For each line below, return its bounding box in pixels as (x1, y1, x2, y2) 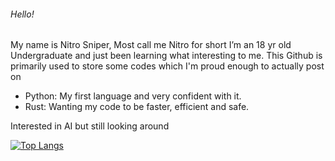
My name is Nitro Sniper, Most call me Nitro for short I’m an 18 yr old (10, 39, 292, 51)
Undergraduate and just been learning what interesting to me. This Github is (10, 50, 323, 62)
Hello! (10, 8, 35, 20)
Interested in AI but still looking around (10, 120, 170, 132)
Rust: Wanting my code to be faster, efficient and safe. (24, 101, 250, 113)
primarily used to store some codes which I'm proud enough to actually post (10, 60, 325, 72)
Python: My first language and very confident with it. (24, 90, 242, 102)
